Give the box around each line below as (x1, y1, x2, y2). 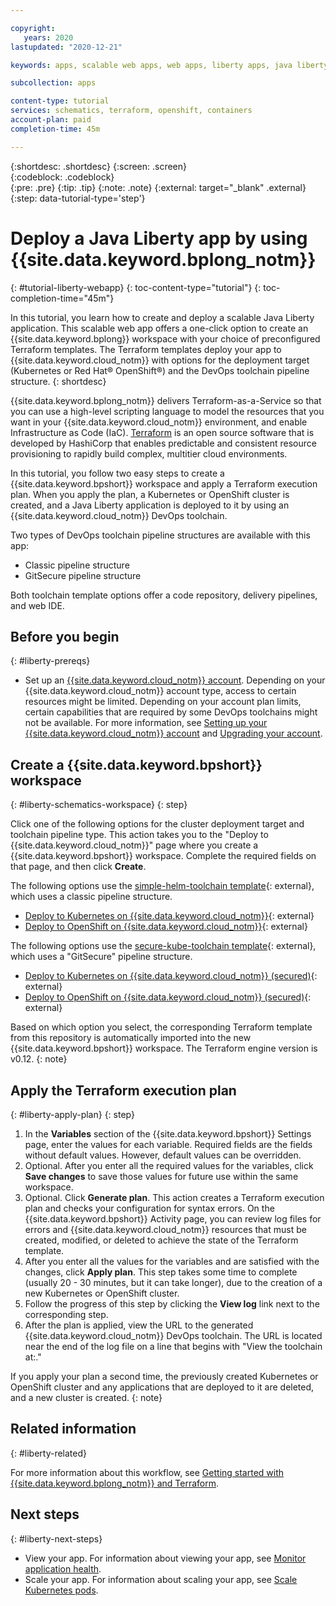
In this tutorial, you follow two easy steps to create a (10, 467, 225, 479)
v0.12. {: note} (10, 1053, 68, 1065)
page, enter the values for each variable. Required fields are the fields (24, 1139, 313, 1150)
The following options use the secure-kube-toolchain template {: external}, (10, 940, 317, 952)
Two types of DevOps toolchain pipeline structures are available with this (10, 529, 311, 541)
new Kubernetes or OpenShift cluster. (24, 1287, 180, 1299)
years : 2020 (23, 32, 74, 43)
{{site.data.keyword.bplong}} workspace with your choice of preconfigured (10, 332, 321, 345)
